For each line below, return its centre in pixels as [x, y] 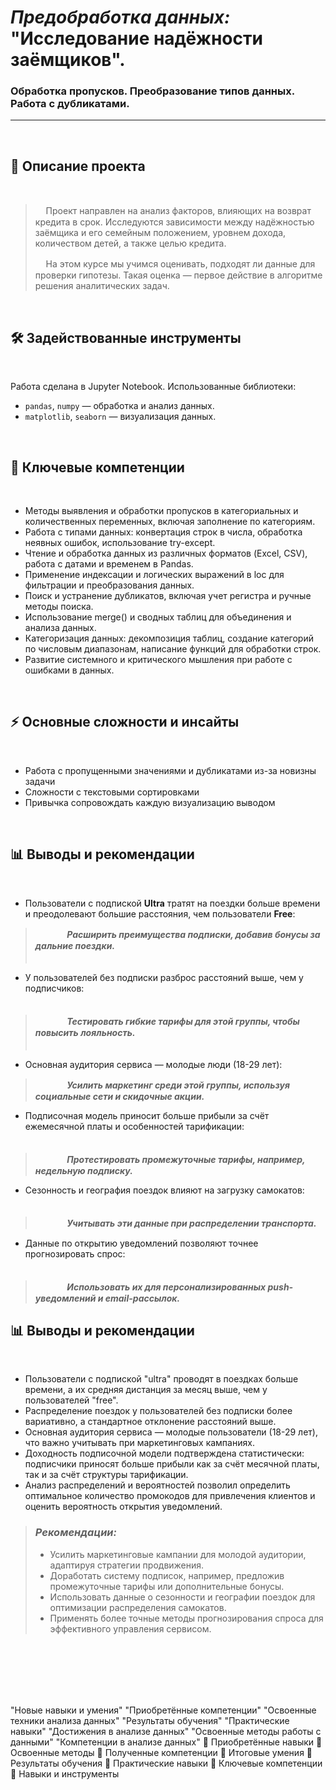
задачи [40, 781]
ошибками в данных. [69, 670]
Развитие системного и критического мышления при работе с [158, 659]
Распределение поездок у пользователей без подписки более [158, 1411]
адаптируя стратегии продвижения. [127, 1565]
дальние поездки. [75, 945]
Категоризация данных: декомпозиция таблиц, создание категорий [169, 638]
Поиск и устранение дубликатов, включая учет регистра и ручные [168, 595]
